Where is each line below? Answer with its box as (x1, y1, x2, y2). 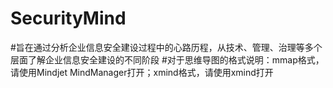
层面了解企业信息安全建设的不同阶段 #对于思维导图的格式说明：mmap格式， (10, 53, 325, 66)
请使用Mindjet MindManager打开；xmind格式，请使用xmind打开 (10, 66, 274, 78)
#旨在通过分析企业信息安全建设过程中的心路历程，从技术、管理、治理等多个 (10, 41, 323, 53)
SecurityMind (10, 7, 127, 30)
